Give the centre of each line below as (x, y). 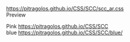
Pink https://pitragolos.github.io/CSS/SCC (57, 26)
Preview (16, 15)
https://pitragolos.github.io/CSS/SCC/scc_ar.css (65, 9)
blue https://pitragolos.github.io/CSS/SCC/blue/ (64, 33)
